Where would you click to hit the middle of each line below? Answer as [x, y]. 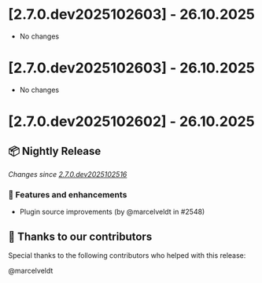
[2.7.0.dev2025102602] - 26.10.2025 [131, 121]
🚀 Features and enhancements [68, 194]
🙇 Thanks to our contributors [80, 236]
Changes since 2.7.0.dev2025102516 [68, 174]
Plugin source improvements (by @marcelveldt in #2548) [112, 212]
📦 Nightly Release [55, 151]
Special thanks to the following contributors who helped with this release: [127, 255]
